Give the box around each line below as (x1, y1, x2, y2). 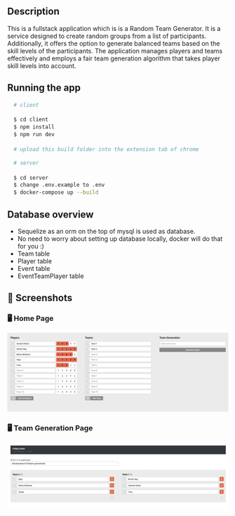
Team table (17, 249, 51, 258)
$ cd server (13, 174, 49, 181)
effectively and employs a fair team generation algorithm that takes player (7, 54, 221, 62)
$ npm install (13, 124, 55, 131)
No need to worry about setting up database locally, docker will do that (17, 234, 223, 243)
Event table (17, 264, 51, 272)
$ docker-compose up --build (13, 189, 99, 196)
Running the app (7, 82, 81, 94)
